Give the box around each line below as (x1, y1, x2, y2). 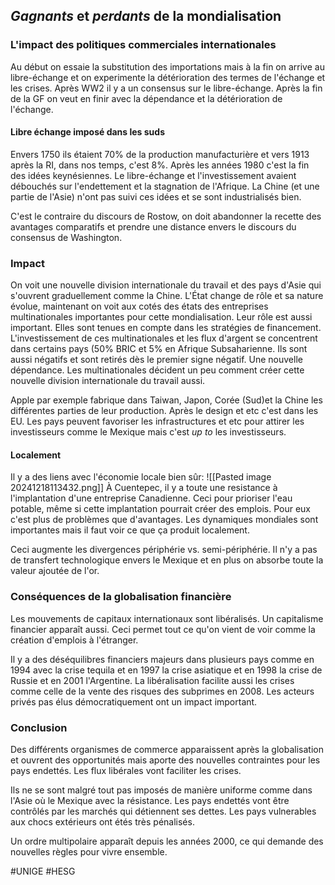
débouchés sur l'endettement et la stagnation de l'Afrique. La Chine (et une (10, 180, 320, 192)
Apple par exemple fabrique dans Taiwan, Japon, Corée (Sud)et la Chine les (10, 394, 323, 406)
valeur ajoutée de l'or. (10, 565, 100, 577)
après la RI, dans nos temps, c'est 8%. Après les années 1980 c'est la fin (10, 159, 310, 171)
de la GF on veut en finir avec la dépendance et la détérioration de (10, 92, 283, 104)
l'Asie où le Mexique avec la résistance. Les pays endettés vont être (10, 794, 290, 806)
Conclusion (10, 720, 68, 734)
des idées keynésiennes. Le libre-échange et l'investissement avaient (10, 169, 297, 181)
